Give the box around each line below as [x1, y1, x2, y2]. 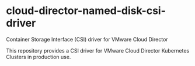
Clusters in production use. [6, 53, 71, 60]
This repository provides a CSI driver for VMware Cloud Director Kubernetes [6, 47, 190, 54]
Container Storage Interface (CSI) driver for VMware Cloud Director [6, 36, 168, 43]
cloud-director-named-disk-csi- [6, 4, 166, 18]
